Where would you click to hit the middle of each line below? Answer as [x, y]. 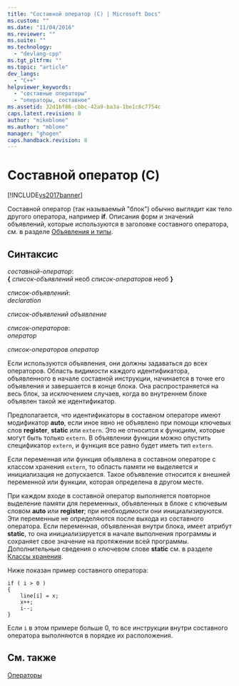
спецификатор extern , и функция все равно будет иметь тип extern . [111, 445]
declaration [24, 300]
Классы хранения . [35, 556]
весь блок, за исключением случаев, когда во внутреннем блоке [107, 394]
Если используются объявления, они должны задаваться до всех [108, 363]
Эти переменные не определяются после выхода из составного [106, 519]
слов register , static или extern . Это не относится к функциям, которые [116, 430]
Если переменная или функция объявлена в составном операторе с [112, 459]
